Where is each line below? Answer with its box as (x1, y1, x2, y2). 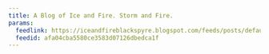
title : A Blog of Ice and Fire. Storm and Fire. (8, 11, 174, 20)
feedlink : (15, 26, 48, 34)
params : (8, 19, 34, 27)
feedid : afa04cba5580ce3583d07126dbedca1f (15, 33, 159, 42)
